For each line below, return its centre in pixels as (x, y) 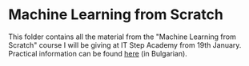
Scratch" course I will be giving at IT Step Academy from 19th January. (125, 45)
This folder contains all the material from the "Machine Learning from (122, 37)
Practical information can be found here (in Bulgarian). (98, 53)
